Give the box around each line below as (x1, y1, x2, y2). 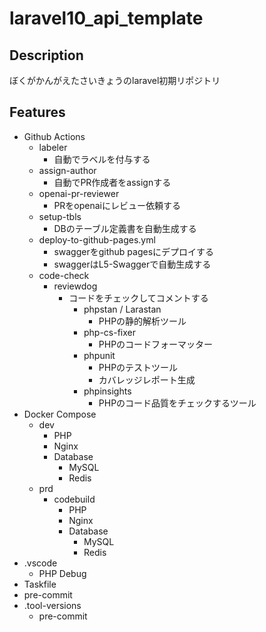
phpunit (83, 349, 116, 361)
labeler (38, 141, 68, 153)
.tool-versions (23, 599, 82, 611)
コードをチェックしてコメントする (68, 292, 209, 304)
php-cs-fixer (83, 326, 137, 338)
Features (9, 104, 66, 121)
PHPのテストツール (98, 361, 179, 373)
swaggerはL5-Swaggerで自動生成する (53, 258, 212, 270)
